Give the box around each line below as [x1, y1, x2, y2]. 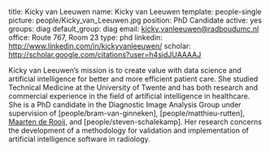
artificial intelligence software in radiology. [8, 134, 150, 144]
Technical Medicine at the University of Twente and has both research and [8, 82, 259, 92]
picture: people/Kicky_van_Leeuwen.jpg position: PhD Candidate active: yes [8, 15, 263, 25]
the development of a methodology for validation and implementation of [8, 125, 250, 135]
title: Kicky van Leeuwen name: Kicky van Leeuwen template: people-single [8, 7, 262, 16]
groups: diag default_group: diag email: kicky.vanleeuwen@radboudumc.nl [8, 24, 259, 33]
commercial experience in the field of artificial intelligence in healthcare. [8, 91, 250, 100]
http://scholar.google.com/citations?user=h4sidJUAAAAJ [8, 50, 202, 59]
